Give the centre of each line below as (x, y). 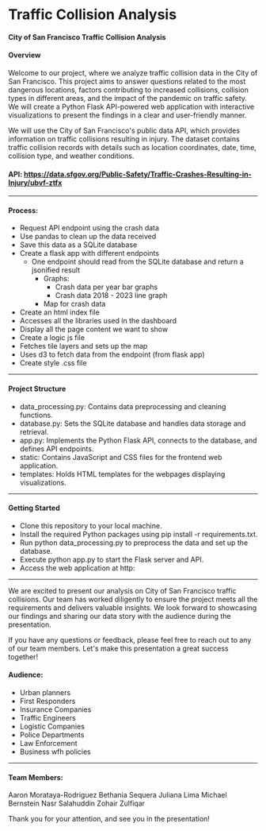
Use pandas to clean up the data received (88, 237)
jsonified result (56, 270)
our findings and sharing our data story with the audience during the (120, 616)
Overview (25, 55)
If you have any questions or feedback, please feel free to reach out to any (130, 640)
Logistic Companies (52, 726)
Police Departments (52, 735)
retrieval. (34, 431)
